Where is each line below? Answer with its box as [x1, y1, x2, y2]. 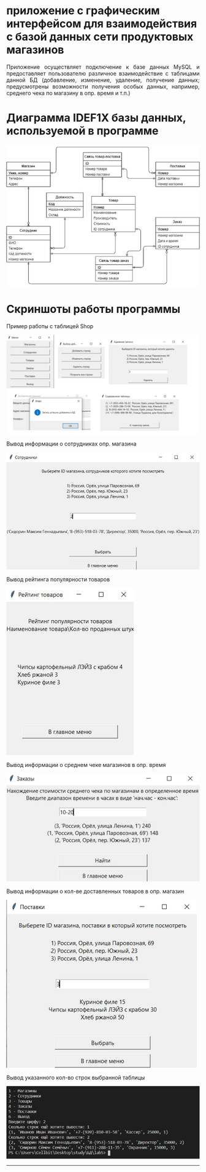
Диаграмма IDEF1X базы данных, [6, 111, 186, 125]
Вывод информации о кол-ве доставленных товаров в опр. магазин [6, 887, 185, 895]
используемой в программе [6, 124, 159, 138]
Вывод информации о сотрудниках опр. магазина [6, 440, 137, 447]
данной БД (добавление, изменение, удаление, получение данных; [6, 76, 200, 84]
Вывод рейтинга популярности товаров [6, 576, 110, 583]
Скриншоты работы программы [6, 302, 181, 317]
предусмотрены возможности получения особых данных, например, [6, 82, 200, 90]
